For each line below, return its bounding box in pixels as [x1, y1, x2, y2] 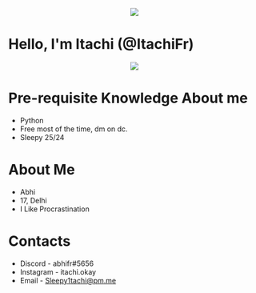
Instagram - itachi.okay [19, 267, 97, 276]
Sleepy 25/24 [19, 132, 65, 142]
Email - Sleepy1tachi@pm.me [19, 275, 117, 285]
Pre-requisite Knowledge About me [8, 89, 248, 107]
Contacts [8, 232, 71, 250]
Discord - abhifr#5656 [19, 259, 94, 268]
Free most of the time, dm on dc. [19, 124, 128, 134]
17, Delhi [19, 195, 47, 205]
